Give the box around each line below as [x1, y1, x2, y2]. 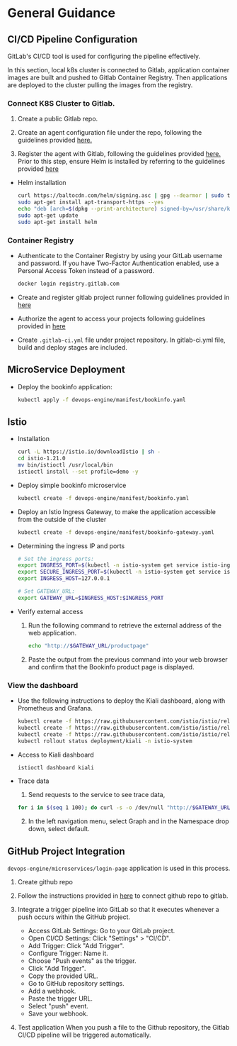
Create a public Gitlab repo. [17, 115, 98, 123]
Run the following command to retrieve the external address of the [28, 621, 222, 629]
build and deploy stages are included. [17, 343, 127, 352]
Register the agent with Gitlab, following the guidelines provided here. [17, 150, 221, 158]
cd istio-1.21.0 [17, 455, 66, 462]
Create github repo [17, 878, 73, 886]
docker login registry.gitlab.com [17, 280, 120, 287]
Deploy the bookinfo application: [17, 382, 113, 391]
